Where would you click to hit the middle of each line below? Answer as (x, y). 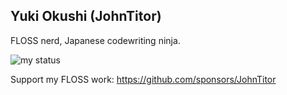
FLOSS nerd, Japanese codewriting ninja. (95, 40)
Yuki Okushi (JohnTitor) (86, 16)
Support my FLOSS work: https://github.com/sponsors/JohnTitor (143, 79)
